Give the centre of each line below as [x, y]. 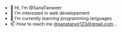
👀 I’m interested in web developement [50, 13]
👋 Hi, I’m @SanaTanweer [36, 8]
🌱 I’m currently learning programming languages [61, 18]
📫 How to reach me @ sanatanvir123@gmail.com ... [64, 24]
